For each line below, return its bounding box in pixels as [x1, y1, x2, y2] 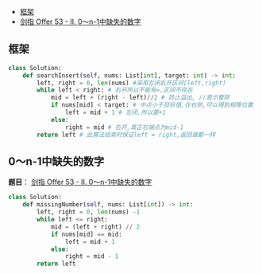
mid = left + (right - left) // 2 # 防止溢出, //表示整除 [50, 94, 230, 102]
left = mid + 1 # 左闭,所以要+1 [64, 108, 167, 117]
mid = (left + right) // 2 [50, 222, 141, 231]
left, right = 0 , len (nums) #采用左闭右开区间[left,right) [37, 79, 226, 87]
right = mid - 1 [64, 252, 119, 260]
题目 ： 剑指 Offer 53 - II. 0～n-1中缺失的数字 [8, 178, 152, 187]
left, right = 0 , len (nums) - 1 [37, 208, 141, 217]
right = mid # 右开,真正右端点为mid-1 [64, 123, 184, 131]
